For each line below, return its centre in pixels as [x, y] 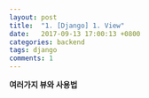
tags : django [33, 50]
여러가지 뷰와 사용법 [43, 84]
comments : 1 [31, 58]
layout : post [33, 17]
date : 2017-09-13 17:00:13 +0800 [75, 34]
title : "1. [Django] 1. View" [67, 26]
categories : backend [47, 42]
